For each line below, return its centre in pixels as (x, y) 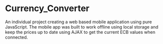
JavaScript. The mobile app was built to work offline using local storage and (82, 27)
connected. (17, 37)
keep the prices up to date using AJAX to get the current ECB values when (80, 32)
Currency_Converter (47, 8)
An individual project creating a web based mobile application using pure (79, 22)
